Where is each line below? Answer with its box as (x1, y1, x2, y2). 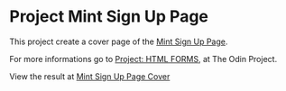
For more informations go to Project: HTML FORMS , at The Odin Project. (9, 53, 278, 64)
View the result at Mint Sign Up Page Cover (9, 70, 171, 82)
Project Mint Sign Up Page (9, 6, 209, 27)
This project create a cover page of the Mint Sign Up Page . (9, 36, 228, 47)
